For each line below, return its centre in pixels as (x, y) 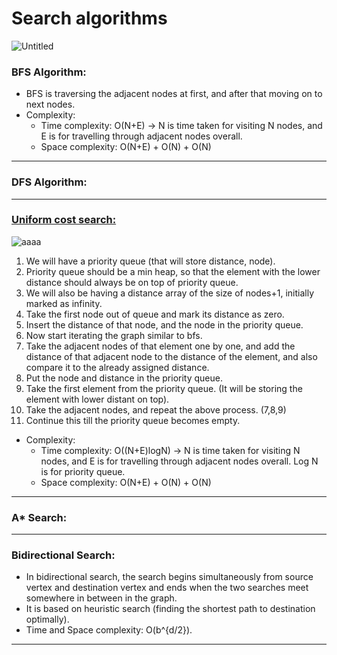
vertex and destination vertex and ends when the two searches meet (167, 588)
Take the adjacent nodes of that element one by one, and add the (160, 346)
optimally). (47, 619)
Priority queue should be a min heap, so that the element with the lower (173, 271)
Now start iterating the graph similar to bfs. (114, 335)
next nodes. (50, 104)
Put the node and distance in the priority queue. (124, 378)
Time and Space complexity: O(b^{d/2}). (109, 630)
